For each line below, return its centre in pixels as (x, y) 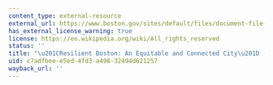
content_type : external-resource (65, 16)
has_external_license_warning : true (70, 31)
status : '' (27, 46)
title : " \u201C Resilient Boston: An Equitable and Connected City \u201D (134, 53)
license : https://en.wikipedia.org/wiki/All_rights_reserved (114, 38)
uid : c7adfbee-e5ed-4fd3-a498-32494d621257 (83, 62)
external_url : (32, 23)
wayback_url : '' (36, 69)
